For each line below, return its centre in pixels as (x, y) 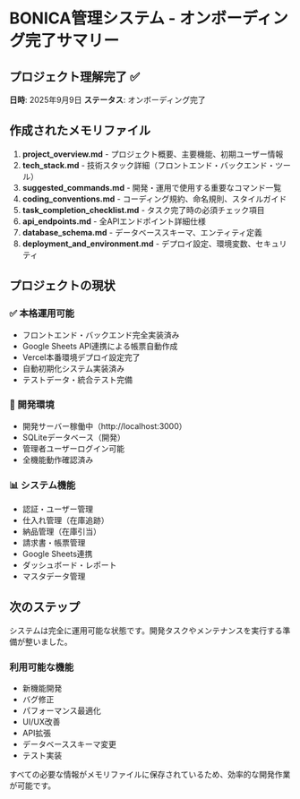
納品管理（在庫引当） (61, 532)
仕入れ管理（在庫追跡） (65, 520)
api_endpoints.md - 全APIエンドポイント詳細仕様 (114, 221)
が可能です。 (33, 786)
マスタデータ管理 (54, 576)
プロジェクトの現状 (62, 286)
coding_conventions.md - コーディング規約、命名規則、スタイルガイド (154, 199)
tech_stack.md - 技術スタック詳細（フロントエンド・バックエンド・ (149, 165)
